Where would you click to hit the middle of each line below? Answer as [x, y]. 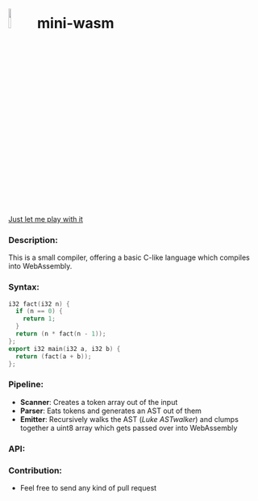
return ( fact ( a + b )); [54, 356]
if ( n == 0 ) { [39, 311]
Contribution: [35, 470]
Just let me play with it [46, 219]
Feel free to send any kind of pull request [88, 487]
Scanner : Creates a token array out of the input [99, 402]
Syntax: [24, 287]
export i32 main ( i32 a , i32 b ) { [64, 349]
